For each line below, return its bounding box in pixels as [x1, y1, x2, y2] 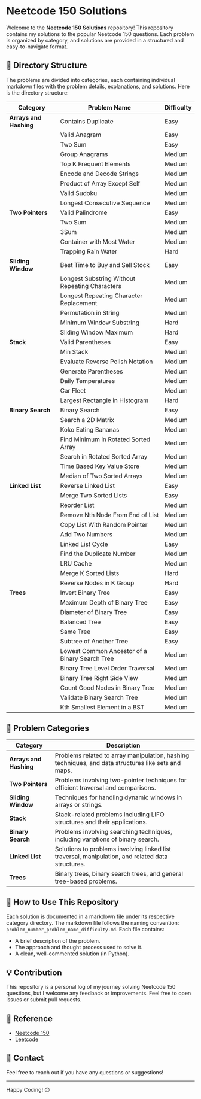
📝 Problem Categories [6, 723, 90, 734]
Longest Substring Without [60, 274, 136, 283]
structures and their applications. [54, 818, 148, 826]
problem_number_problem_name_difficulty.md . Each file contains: [6, 926, 165, 933]
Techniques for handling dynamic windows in [54, 793, 182, 802]
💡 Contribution [6, 967, 62, 977]
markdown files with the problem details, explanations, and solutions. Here [6, 83, 190, 90]
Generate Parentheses [60, 367, 123, 375]
